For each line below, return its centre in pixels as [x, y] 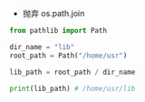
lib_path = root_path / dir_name [72, 72]
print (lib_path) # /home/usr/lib [72, 88]
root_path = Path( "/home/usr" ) [68, 56]
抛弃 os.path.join [53, 13]
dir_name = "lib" [42, 47]
